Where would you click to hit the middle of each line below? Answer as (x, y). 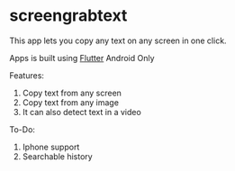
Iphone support (51, 147)
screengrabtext (68, 16)
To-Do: (23, 129)
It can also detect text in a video (81, 112)
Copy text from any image (71, 102)
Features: (27, 75)
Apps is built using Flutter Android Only (82, 58)
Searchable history (57, 156)
